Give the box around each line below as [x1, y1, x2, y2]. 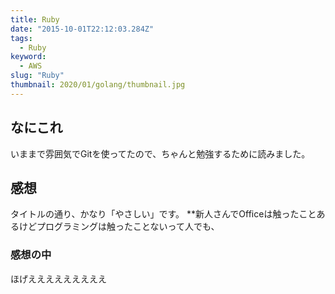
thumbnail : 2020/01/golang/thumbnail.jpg [10, 80, 186, 90]
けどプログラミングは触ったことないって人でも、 [18, 221, 220, 233]
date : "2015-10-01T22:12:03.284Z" [10, 24, 155, 34]
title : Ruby [10, 14, 60, 25]
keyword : [10, 52, 47, 62]
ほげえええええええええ [10, 272, 107, 285]
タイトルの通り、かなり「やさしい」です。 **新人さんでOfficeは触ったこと [10, 208, 317, 220]
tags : [10, 33, 33, 43]
